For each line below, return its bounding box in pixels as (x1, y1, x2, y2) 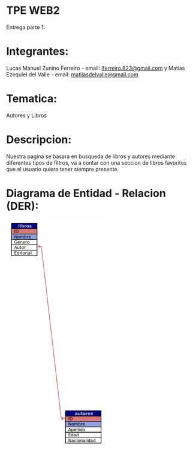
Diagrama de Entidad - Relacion (6, 186, 166, 200)
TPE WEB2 (6, 4, 60, 17)
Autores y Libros (6, 112, 47, 119)
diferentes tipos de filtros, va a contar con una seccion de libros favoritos (6, 159, 187, 166)
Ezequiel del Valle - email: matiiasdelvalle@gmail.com (6, 70, 139, 78)
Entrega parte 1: (6, 23, 46, 31)
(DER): (6, 199, 39, 213)
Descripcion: (6, 133, 72, 146)
